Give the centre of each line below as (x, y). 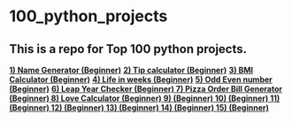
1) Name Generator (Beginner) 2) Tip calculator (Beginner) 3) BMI (131, 70)
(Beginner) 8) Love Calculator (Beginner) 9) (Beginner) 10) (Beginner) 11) (145, 98)
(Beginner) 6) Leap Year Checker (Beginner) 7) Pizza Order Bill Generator (146, 89)
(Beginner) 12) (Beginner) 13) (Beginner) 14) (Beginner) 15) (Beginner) (139, 107)
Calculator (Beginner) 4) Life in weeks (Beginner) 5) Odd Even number (141, 80)
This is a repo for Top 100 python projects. (128, 49)
